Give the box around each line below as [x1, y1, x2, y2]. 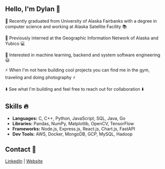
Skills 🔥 [5, 102, 29, 111]
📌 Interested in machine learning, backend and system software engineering [5, 52, 161, 58]
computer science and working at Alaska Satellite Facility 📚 [5, 23, 127, 30]
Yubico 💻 [5, 40, 25, 46]
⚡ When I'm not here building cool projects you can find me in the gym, [5, 67, 150, 73]
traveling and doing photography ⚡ [5, 74, 76, 80]
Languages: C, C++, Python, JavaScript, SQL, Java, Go [12, 115, 126, 121]
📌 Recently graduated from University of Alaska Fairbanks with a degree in [5, 18, 157, 24]
